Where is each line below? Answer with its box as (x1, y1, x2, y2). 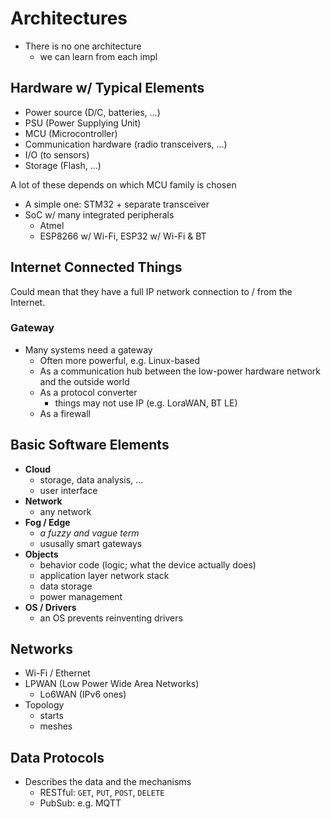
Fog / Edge (24, 516, 71, 528)
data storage (39, 580, 93, 592)
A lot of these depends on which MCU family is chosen (10, 178, 237, 191)
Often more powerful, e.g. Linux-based (39, 354, 201, 366)
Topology (24, 699, 65, 711)
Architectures (10, 7, 128, 30)
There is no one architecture (24, 40, 142, 52)
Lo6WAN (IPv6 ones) (39, 688, 127, 701)
